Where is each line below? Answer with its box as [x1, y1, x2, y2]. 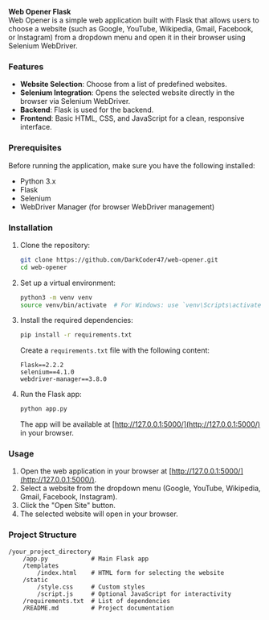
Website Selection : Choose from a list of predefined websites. [19, 80, 227, 89]
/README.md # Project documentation [22, 604, 174, 612]
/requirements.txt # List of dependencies [22, 597, 171, 605]
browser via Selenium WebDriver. [19, 97, 131, 106]
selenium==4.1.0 [19, 368, 75, 377]
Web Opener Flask [8, 7, 71, 16]
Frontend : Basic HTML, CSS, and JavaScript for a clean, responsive [19, 114, 245, 123]
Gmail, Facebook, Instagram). [19, 492, 118, 502]
